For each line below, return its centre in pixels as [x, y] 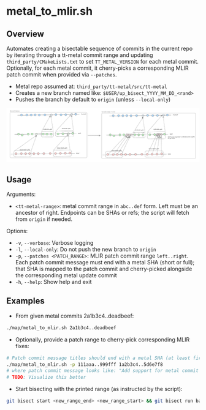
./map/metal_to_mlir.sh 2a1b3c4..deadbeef [61, 328]
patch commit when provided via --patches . [62, 74]
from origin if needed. [44, 219]
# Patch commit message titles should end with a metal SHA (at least [98, 358]
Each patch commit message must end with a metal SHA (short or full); [105, 263]
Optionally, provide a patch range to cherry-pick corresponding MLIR [102, 339]
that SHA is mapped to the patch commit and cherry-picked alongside [104, 269]
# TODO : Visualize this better [46, 378]
